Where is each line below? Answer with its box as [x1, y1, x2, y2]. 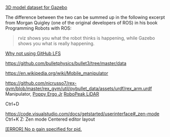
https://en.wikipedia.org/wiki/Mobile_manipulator [5, 70, 108, 76]
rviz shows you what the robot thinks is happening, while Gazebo [17, 35, 155, 41]
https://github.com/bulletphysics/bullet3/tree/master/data [5, 60, 127, 66]
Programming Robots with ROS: [5, 25, 72, 31]
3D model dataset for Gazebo [5, 5, 67, 10]
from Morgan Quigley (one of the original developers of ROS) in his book [5, 20, 158, 26]
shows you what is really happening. [17, 40, 95, 47]
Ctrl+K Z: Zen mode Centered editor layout [5, 116, 95, 122]
